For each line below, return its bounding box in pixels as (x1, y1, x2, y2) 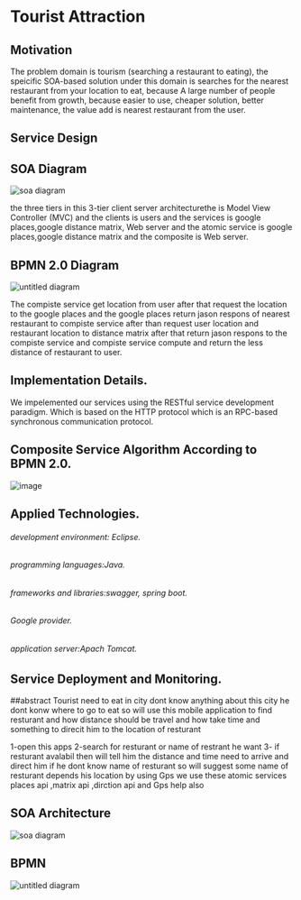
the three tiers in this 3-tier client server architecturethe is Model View (10, 203, 271, 214)
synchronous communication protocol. (10, 416, 154, 427)
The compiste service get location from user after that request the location (10, 299, 287, 310)
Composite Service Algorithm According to (10, 442, 258, 457)
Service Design (10, 131, 98, 146)
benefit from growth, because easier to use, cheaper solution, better (10, 95, 265, 106)
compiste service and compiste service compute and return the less (10, 337, 264, 348)
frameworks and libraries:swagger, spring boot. (10, 587, 188, 598)
